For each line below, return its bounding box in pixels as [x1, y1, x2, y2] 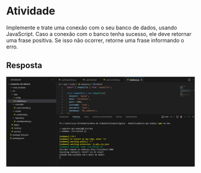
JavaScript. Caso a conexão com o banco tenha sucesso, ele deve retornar [6, 30, 191, 37]
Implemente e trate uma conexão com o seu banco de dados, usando [6, 24, 178, 31]
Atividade [6, 4, 56, 18]
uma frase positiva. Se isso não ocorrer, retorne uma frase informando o [6, 37, 184, 44]
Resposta [6, 60, 42, 71]
